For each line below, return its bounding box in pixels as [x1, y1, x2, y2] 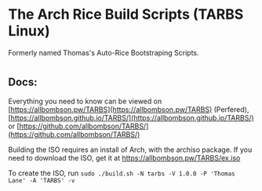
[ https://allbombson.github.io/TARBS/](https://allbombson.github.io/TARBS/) [8, 113, 255, 122]
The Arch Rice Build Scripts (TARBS [8, 5, 244, 23]
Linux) [8, 22, 51, 40]
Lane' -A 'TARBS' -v [8, 176, 76, 185]
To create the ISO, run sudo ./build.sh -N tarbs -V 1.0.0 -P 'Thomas [8, 168, 235, 178]
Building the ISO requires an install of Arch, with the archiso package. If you [8, 145, 253, 154]
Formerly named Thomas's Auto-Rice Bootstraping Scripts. [8, 48, 199, 57]
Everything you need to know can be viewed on [8, 96, 162, 106]
